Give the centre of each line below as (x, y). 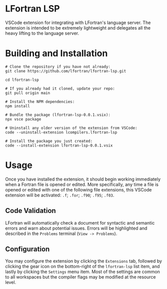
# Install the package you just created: (49, 141)
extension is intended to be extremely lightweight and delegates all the (78, 27)
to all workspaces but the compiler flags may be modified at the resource (80, 277)
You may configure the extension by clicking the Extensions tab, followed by (84, 261)
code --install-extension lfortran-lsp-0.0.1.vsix (59, 145)
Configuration (27, 249)
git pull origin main (28, 93)
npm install (17, 106)
